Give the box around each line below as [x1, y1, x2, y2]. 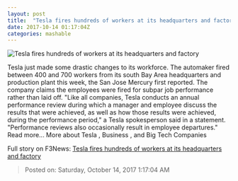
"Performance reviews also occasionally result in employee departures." [7, 123, 218, 132]
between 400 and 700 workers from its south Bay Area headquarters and [7, 71, 222, 79]
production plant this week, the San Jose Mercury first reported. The [7, 78, 208, 87]
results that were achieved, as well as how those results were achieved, [7, 108, 217, 117]
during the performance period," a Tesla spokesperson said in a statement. [7, 116, 226, 124]
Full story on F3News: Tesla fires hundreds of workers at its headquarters [7, 144, 222, 153]
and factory [7, 152, 41, 160]
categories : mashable [7, 30, 72, 37]
